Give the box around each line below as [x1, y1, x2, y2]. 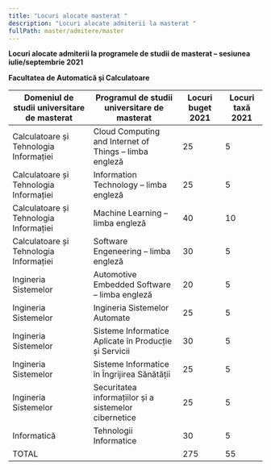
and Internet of [93, 136, 150, 148]
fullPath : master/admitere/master [8, 27, 125, 35]
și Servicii [93, 346, 131, 357]
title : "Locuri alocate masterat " [8, 11, 128, 20]
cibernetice [93, 412, 137, 423]
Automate [93, 312, 131, 323]
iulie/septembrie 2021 [8, 57, 84, 67]
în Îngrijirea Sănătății [93, 368, 171, 380]
